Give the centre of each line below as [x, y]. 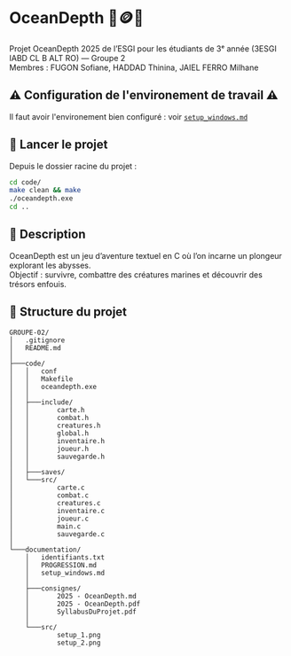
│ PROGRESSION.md [61, 565]
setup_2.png [79, 643]
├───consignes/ [53, 588]
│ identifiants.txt [65, 557]
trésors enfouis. [38, 284]
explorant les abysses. [50, 265]
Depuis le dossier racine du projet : [73, 166]
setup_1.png [79, 635]
